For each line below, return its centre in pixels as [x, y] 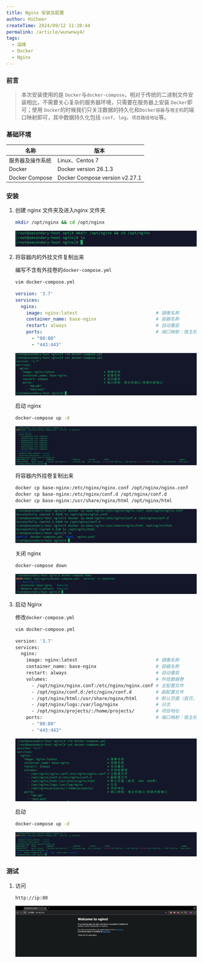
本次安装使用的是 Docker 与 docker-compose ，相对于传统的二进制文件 [105, 95]
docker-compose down [41, 566]
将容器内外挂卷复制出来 [44, 476]
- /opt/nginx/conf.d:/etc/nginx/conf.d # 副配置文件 [108, 692]
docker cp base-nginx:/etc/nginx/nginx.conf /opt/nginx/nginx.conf [101, 488]
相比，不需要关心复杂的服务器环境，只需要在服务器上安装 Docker [107, 102]
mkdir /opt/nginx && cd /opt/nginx [60, 223]
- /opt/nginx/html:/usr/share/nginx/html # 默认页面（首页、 [114, 698]
